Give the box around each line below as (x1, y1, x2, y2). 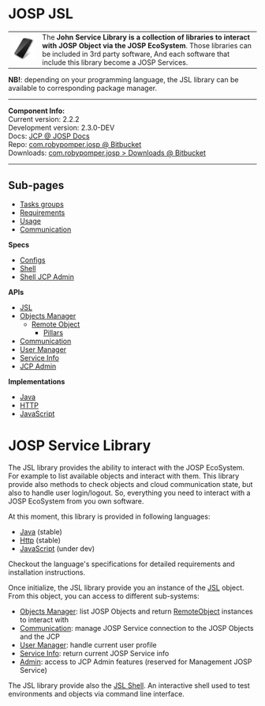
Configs (19, 255, 46, 265)
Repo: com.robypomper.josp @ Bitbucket (8, 140, 142, 149)
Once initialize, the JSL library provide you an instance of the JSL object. (8, 583, 244, 592)
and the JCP (19, 632, 61, 641)
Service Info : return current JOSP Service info (19, 648, 170, 658)
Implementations (8, 377, 65, 386)
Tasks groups (19, 199, 65, 209)
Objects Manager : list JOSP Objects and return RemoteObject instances (19, 606, 254, 616)
